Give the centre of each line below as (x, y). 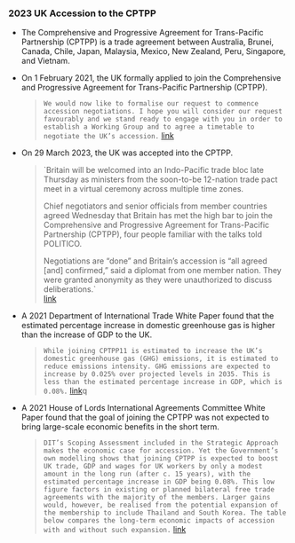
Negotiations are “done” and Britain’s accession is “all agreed (155, 261)
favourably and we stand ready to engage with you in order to (163, 119)
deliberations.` (70, 289)
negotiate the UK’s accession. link (108, 136)
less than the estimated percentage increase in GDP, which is (163, 382)
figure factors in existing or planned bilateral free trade (159, 490)
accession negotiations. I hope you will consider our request (163, 112)
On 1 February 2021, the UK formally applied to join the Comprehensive (151, 78)
